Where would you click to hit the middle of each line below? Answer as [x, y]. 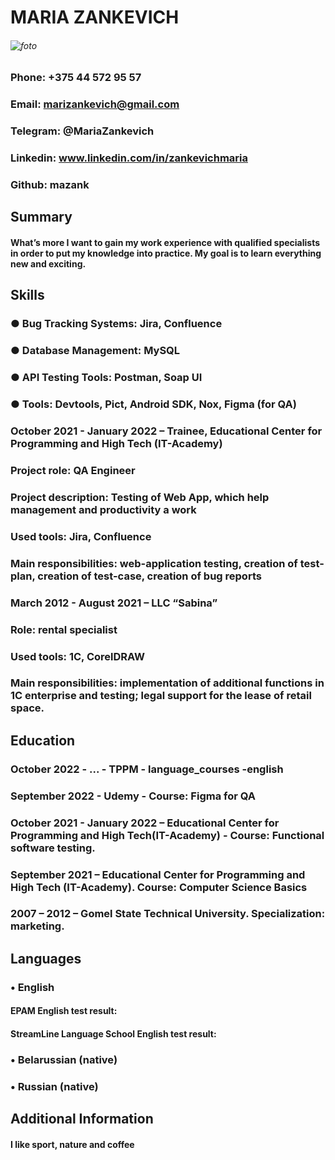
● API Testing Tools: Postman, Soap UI [106, 378]
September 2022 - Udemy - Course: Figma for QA [133, 796]
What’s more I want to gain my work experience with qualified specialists [165, 243]
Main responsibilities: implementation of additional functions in [167, 683]
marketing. [37, 926]
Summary [41, 217]
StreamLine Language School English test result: [113, 1033]
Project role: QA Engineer [73, 470]
